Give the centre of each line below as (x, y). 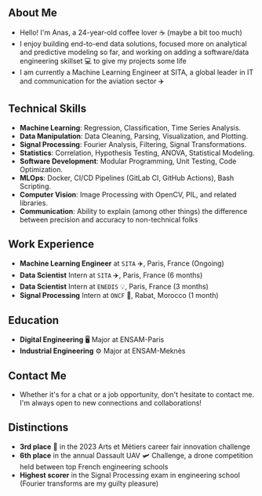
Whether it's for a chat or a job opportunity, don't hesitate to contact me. (137, 395)
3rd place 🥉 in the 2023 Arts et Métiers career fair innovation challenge (135, 446)
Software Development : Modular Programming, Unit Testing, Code (128, 161)
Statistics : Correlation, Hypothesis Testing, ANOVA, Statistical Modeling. (137, 152)
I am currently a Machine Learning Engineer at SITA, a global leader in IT (136, 72)
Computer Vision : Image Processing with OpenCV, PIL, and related (128, 194)
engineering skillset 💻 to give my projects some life (103, 61)
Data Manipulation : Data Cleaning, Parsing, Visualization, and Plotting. (134, 136)
